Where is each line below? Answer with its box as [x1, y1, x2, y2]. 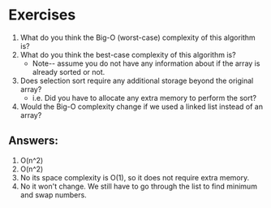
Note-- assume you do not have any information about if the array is [32, 58, 260, 68]
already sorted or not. [32, 67, 105, 76]
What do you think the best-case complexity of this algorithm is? [19, 50, 237, 59]
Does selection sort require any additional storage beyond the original [19, 76, 254, 85]
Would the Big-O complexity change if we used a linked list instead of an [19, 102, 264, 111]
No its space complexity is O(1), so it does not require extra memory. [19, 172, 250, 182]
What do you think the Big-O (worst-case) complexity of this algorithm [19, 32, 256, 42]
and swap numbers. [19, 189, 87, 200]
